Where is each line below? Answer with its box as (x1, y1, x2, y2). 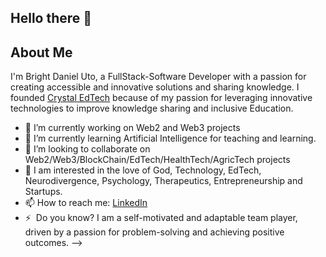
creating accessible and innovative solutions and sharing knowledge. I (10, 81, 300, 93)
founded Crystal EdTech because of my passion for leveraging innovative (10, 92, 313, 104)
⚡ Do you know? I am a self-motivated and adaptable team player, (24, 212, 298, 224)
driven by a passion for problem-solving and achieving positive (24, 226, 285, 238)
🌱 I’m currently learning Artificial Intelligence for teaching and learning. (24, 132, 317, 145)
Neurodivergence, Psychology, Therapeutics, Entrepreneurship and (24, 175, 303, 187)
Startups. (24, 186, 63, 198)
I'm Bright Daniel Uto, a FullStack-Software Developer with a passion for (10, 71, 307, 83)
